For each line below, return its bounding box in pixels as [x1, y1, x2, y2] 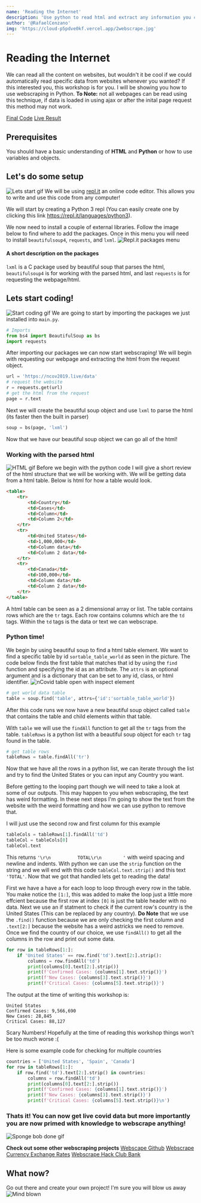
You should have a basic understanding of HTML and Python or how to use [6, 148, 193, 155]
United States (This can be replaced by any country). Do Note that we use [6, 909, 189, 917]
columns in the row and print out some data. [6, 935, 115, 942]
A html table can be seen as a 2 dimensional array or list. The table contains [6, 605, 193, 612]
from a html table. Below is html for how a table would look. [6, 477, 153, 484]
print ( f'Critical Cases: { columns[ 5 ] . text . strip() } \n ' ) [28, 1098, 170, 1103]
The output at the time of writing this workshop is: [6, 991, 129, 999]
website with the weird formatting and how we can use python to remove [6, 802, 186, 809]
